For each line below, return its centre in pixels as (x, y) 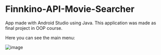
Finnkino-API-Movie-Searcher (70, 9)
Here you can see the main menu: (40, 38)
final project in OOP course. (34, 28)
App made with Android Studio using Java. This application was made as (81, 23)
